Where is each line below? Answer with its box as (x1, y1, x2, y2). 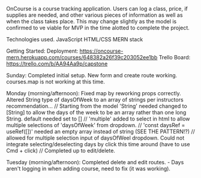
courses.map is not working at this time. (6, 78, 105, 85)
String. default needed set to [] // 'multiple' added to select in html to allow (6, 115, 190, 122)
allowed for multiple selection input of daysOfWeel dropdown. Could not (6, 134, 185, 141)
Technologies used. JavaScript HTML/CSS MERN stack (6, 36, 143, 43)
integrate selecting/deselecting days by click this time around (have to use (6, 141, 190, 147)
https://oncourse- (79, 47, 124, 55)
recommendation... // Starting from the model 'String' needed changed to (6, 102, 187, 110)
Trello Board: (158, 54, 191, 61)
